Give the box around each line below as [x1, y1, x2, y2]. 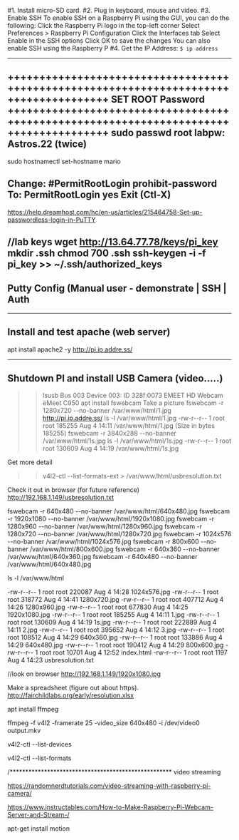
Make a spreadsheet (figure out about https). [7, 684, 139, 692]
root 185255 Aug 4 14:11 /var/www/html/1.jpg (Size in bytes [42, 421, 216, 430]
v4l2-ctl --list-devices [7, 740, 73, 749]
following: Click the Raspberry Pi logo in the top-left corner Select [7, 21, 201, 29]
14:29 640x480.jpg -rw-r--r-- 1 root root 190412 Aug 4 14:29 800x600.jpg [7, 641, 224, 650]
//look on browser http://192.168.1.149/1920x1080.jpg [7, 670, 161, 678]
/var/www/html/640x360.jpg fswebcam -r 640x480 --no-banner [7, 553, 198, 561]
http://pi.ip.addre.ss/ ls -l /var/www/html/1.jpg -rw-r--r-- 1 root [42, 414, 225, 423]
